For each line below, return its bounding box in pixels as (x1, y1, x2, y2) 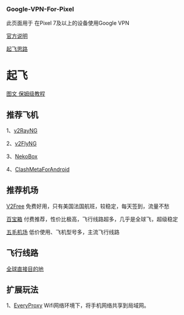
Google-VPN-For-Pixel (6, 5, 74, 13)
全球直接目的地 (6, 265, 44, 272)
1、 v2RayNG (6, 127, 38, 134)
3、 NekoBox (6, 153, 38, 160)
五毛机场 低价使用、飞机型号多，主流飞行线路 (6, 228, 120, 235)
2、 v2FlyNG (6, 140, 37, 147)
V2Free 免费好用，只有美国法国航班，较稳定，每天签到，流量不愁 (6, 202, 170, 210)
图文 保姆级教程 (6, 90, 46, 97)
